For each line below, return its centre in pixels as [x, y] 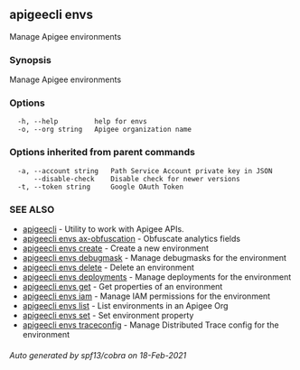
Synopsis [30, 60]
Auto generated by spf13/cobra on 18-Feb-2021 [98, 355]
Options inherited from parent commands [103, 153]
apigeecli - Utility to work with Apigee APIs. [103, 229]
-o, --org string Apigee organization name [105, 130]
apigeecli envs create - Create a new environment [116, 248]
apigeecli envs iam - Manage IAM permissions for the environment [146, 296]
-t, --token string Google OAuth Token [100, 187]
